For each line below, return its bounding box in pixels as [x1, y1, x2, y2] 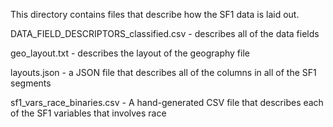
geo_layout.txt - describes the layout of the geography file [10, 47, 250, 59]
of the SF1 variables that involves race [10, 107, 167, 119]
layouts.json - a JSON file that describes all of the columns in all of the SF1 [10, 67, 317, 78]
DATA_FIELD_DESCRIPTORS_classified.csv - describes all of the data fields [10, 28, 320, 39]
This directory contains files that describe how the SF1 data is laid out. [10, 9, 300, 20]
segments [10, 77, 52, 89]
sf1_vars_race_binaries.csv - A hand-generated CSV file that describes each [10, 97, 324, 108]
